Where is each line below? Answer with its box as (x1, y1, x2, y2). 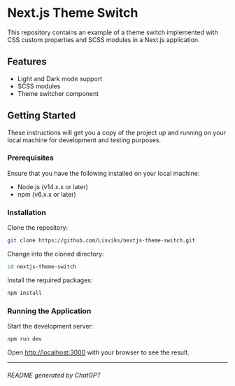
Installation (7, 207, 47, 217)
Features (7, 56, 47, 68)
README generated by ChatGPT (7, 371, 101, 379)
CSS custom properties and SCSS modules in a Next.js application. (7, 35, 201, 43)
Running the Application (7, 306, 92, 316)
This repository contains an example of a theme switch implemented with (7, 28, 218, 36)
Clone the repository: (7, 223, 69, 232)
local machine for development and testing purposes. (7, 135, 162, 144)
